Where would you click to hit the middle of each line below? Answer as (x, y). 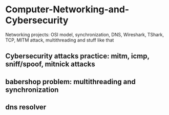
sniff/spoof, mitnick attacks (50, 64)
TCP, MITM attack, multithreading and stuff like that (60, 40)
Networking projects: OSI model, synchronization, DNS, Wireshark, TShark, (85, 34)
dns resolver (26, 107)
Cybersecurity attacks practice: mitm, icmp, (77, 56)
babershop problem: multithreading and (70, 81)
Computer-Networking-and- (67, 9)
